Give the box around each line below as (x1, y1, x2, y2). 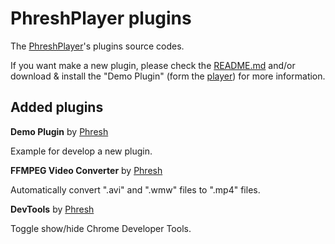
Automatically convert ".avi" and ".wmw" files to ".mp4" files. (10, 183, 261, 196)
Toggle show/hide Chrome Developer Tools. (10, 222, 192, 234)
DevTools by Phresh (10, 203, 95, 215)
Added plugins (10, 99, 104, 116)
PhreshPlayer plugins (10, 7, 192, 30)
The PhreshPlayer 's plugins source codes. (10, 40, 185, 52)
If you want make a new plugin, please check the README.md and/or (10, 59, 296, 71)
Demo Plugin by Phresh (10, 125, 109, 137)
